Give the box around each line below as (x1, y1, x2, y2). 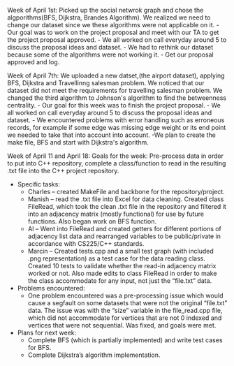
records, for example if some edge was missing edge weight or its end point (7, 124, 226, 131)
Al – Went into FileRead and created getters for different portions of (27, 225, 222, 233)
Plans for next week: (17, 328, 77, 337)
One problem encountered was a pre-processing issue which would (27, 291, 224, 300)
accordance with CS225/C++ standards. (27, 240, 145, 247)
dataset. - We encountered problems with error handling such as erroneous (7, 116, 225, 124)
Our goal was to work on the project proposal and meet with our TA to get (7, 28, 219, 36)
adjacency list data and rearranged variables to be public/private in (27, 232, 221, 240)
